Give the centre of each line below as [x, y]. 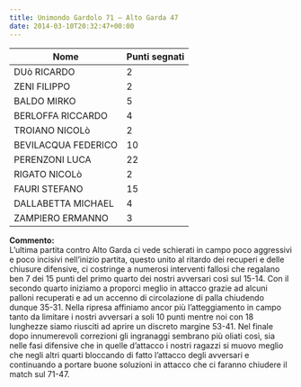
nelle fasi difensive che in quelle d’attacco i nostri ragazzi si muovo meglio [146, 345]
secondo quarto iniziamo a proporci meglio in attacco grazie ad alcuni [138, 288]
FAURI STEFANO [49, 188]
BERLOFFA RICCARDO [61, 115]
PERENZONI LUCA [53, 159]
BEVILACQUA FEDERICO [66, 145]
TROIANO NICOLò [52, 130]
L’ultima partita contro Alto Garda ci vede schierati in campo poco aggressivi [150, 249]
